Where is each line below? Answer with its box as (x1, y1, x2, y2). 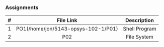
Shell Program (123, 25, 156, 32)
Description (125, 17, 154, 24)
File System (125, 33, 153, 40)
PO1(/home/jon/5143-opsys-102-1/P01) (16, 25, 118, 32)
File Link (57, 17, 77, 24)
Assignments (5, 4, 39, 11)
